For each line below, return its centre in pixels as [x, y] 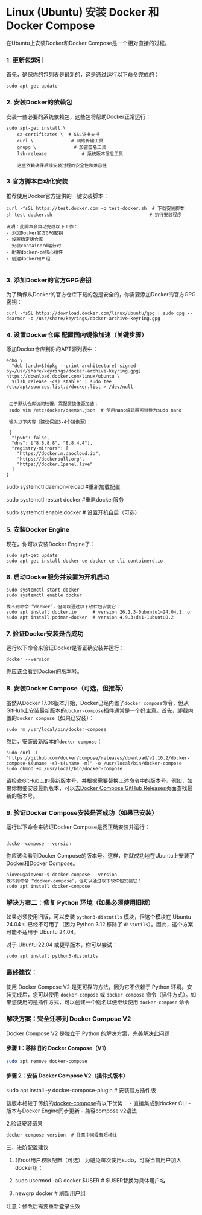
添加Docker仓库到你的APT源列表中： [52, 349]
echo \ [14, 361]
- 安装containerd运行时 [34, 246]
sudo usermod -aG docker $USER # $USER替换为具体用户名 [90, 1180]
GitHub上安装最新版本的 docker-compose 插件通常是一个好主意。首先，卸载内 [100, 710]
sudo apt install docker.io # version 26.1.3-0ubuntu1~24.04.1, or [99, 612]
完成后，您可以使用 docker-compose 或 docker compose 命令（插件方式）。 [101, 994]
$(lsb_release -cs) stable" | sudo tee [62, 382]
